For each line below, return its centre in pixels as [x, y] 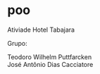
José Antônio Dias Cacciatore [50, 64]
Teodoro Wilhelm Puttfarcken [50, 57]
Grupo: [17, 43]
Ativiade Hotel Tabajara [41, 30]
